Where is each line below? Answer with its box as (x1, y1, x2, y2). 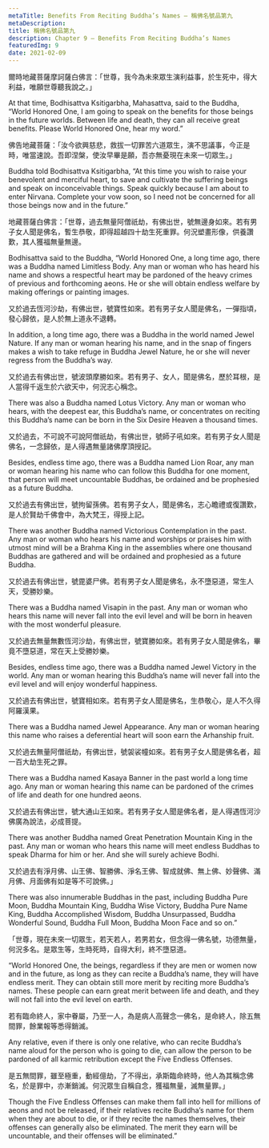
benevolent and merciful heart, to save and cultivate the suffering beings (8, 175, 248, 185)
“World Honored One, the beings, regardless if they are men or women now (8, 960, 258, 970)
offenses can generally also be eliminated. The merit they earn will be (8, 1122, 238, 1132)
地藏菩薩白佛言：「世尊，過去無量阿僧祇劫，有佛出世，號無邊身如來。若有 (8, 217, 251, 226)
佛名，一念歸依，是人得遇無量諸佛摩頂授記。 (8, 442, 156, 451)
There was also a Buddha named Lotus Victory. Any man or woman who (8, 398, 247, 408)
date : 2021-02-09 (8, 49, 66, 57)
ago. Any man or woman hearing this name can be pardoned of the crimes (8, 781, 254, 791)
